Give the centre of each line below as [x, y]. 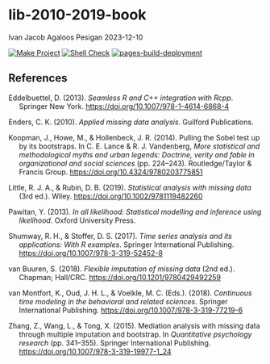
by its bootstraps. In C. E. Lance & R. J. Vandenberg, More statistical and [139, 146]
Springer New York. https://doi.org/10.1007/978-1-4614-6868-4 [124, 106]
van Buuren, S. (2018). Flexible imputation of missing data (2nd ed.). [122, 269]
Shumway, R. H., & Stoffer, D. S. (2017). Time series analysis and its [120, 236]
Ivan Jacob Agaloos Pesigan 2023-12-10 [76, 37]
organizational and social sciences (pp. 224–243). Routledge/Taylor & [135, 163]
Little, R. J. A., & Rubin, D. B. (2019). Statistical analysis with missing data [130, 187]
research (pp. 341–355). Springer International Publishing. [115, 343]
